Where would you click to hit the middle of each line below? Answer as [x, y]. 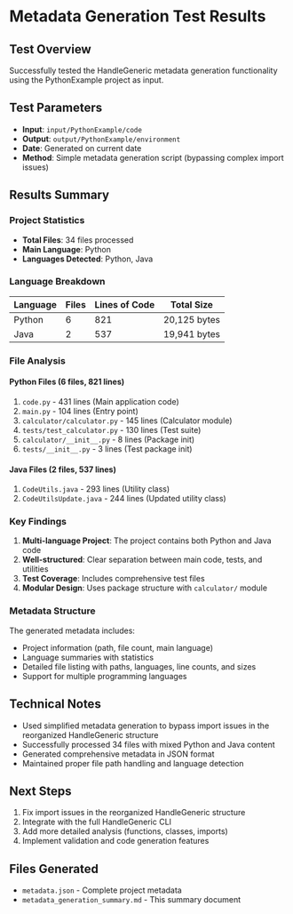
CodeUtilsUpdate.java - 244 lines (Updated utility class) [124, 499]
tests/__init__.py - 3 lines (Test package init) [107, 449]
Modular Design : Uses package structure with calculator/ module [145, 588]
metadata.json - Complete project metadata [102, 890]
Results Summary [59, 195]
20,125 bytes [191, 319]
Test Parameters [56, 108]
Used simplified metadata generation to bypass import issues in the [146, 726]
